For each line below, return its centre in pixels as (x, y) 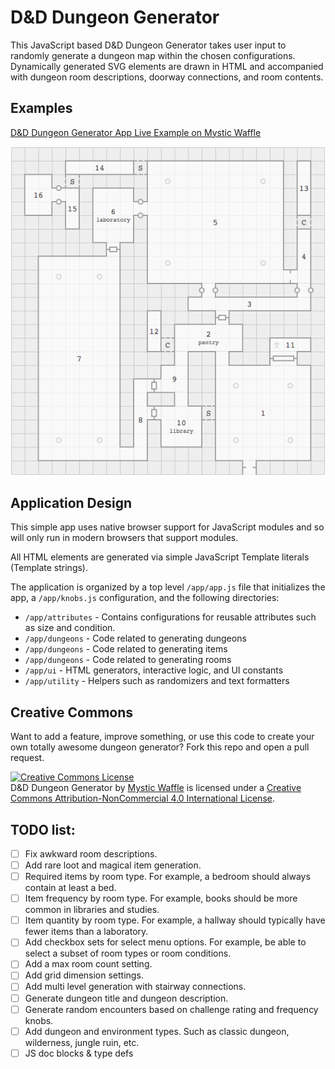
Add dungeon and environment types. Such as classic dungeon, (157, 1031)
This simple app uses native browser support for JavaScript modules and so (167, 527)
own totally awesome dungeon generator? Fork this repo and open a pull (160, 747)
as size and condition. (70, 628)
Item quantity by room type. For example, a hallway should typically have (175, 920)
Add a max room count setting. (88, 964)
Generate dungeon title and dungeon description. (126, 998)
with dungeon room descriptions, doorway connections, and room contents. (167, 77)
